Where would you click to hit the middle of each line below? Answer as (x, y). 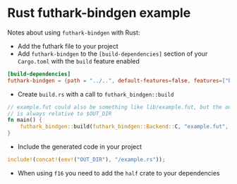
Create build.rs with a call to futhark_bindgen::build (96, 94)
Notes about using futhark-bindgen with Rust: (74, 32)
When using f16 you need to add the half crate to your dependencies (119, 173)
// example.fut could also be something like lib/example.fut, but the (115, 107)
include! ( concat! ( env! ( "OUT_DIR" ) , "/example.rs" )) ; (86, 160)
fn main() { (25, 120)
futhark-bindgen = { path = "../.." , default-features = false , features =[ (116, 80)
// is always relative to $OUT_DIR (60, 114)
